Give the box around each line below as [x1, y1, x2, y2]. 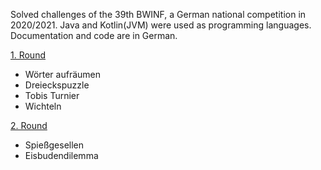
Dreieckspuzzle [24, 79, 90, 91]
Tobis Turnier [24, 90, 80, 101]
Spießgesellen [24, 139, 85, 151]
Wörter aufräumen [24, 69, 102, 80]
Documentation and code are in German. [10, 30, 178, 41]
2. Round [10, 120, 48, 131]
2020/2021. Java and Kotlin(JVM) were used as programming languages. [10, 19, 312, 31]
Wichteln [24, 100, 62, 112]
